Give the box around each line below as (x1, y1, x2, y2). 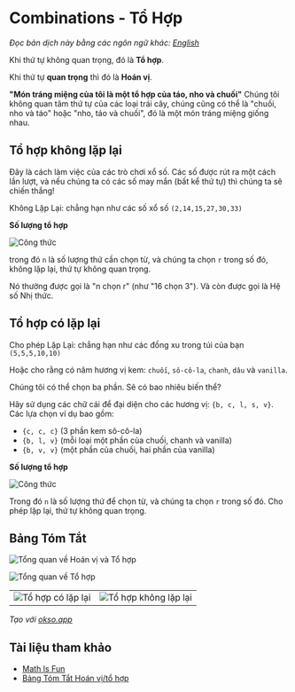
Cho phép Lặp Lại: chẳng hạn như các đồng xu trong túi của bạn (9, 339, 245, 350)
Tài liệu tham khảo (9, 640, 113, 655)
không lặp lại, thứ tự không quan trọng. (9, 263, 151, 274)
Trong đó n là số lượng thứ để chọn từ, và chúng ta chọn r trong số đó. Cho (9, 496, 283, 507)
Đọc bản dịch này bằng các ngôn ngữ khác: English (9, 37, 199, 48)
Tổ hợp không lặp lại (9, 143, 122, 158)
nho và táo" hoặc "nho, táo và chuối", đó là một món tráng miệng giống (9, 107, 269, 118)
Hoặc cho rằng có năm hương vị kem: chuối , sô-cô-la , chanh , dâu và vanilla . (9, 364, 288, 375)
